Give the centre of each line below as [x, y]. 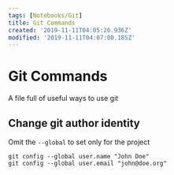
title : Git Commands [42, 23]
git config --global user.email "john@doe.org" [88, 163]
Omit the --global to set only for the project [79, 142]
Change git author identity [74, 123]
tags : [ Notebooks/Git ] [45, 15]
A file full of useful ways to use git [63, 99]
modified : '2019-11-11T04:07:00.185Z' [72, 37]
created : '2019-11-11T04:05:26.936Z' [70, 30]
